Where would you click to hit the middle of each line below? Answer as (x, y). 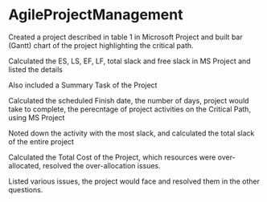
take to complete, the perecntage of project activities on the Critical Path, (130, 109)
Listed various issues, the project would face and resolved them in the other (134, 181)
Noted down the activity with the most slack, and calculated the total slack (131, 133)
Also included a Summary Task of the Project (83, 85)
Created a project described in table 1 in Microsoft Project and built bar (125, 37)
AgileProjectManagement (96, 15)
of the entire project (41, 141)
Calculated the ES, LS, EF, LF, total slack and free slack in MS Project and (129, 61)
